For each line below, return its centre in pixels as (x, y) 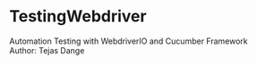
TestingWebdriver (78, 16)
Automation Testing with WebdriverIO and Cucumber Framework (128, 41)
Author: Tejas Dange (47, 50)
